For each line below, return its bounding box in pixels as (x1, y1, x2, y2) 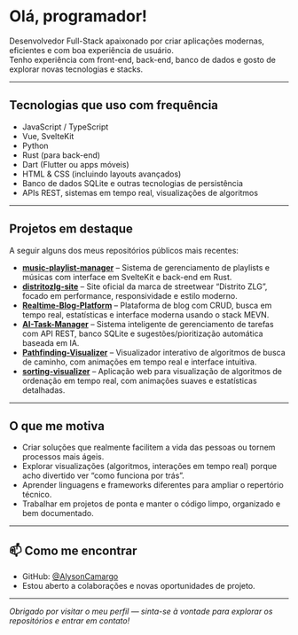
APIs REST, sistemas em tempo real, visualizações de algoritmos (21, 187, 259, 198)
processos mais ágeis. (21, 451, 105, 462)
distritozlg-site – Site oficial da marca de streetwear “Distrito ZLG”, (21, 281, 268, 292)
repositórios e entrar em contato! (9, 615, 130, 626)
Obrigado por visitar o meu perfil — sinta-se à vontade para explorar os (9, 606, 273, 617)
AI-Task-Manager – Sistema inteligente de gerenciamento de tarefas (21, 318, 274, 329)
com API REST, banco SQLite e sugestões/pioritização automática (21, 328, 263, 339)
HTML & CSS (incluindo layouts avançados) (21, 169, 182, 179)
